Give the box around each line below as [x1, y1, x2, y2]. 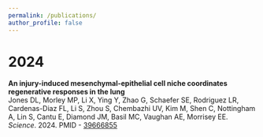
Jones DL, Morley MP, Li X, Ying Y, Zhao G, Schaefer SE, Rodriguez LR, [8, 95, 239, 105]
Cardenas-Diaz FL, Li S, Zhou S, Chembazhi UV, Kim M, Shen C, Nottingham [8, 104, 256, 113]
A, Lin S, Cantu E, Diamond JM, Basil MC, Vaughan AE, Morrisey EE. [8, 112, 228, 122]
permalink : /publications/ [8, 11, 97, 20]
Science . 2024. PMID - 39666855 [8, 120, 118, 130]
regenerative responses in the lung [8, 87, 125, 97]
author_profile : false [8, 19, 83, 27]
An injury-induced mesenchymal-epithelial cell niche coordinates [8, 79, 228, 88]
